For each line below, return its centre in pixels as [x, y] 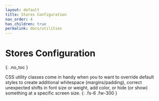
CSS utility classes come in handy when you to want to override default [80, 77]
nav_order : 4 [19, 19]
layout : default [22, 10]
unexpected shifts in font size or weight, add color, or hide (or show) [76, 88]
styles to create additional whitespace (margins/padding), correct [74, 82]
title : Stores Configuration [36, 15]
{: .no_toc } [17, 67]
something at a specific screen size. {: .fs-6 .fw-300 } [61, 93]
